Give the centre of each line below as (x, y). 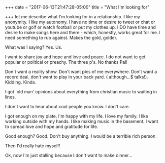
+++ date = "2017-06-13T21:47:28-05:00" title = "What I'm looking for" (77, 7)
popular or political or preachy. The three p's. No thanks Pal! (66, 62)
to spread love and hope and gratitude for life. (52, 126)
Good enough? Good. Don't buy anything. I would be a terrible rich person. (81, 136)
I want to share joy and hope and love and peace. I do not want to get (75, 57)
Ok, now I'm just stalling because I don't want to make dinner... (69, 155)
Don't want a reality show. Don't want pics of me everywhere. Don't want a (81, 72)
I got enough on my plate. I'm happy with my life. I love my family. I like (77, 116)
